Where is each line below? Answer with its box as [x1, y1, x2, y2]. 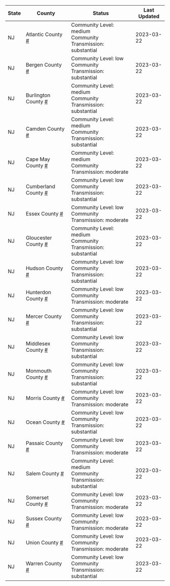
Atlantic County [25, 31, 63, 38]
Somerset [25, 494, 49, 501]
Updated [138, 13, 160, 20]
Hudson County [25, 265, 63, 272]
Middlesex [25, 340, 51, 347]
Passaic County [25, 439, 63, 447]
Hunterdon [25, 289, 52, 296]
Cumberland [25, 183, 56, 190]
